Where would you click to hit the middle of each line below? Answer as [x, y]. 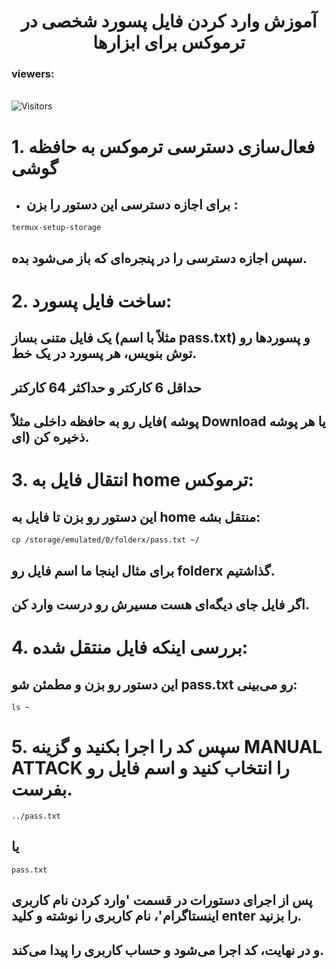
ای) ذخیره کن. [50, 437]
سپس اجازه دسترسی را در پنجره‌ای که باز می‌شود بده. [159, 258]
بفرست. [42, 789]
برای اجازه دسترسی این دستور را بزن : [132, 205]
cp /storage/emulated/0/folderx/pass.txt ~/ [105, 540]
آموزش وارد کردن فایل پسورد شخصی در [169, 21]
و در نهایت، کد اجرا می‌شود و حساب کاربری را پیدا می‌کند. [167, 950]
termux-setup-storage [56, 228]
